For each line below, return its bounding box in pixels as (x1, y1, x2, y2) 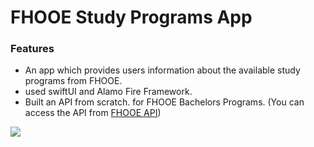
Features (10, 42, 55, 56)
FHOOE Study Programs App (10, 6, 253, 29)
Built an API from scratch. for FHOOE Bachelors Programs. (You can (24, 96, 305, 108)
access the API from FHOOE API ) (24, 107, 162, 119)
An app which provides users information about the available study (24, 64, 301, 76)
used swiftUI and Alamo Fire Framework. (24, 86, 193, 98)
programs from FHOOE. (24, 75, 123, 87)
